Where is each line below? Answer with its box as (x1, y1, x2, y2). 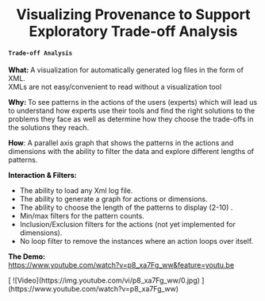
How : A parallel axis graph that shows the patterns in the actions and (8, 138, 234, 148)
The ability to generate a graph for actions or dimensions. (19, 195, 208, 204)
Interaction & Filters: (8, 171, 77, 180)
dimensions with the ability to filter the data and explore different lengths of (8, 147, 255, 156)
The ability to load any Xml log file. (19, 186, 133, 195)
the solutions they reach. (8, 123, 90, 133)
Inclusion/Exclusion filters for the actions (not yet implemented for (19, 220, 236, 230)
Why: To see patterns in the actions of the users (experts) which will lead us (8, 98, 258, 107)
